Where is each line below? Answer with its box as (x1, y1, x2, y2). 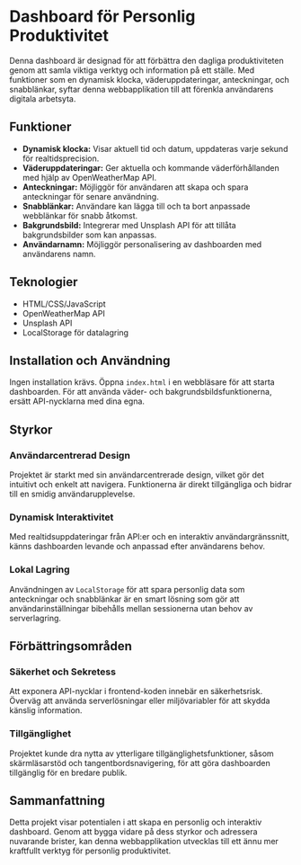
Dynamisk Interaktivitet (9, 511, 114, 523)
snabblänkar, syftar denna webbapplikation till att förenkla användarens (9, 84, 274, 94)
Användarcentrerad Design (9, 449, 130, 461)
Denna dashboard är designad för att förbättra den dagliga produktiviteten (9, 55, 285, 66)
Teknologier (9, 274, 78, 290)
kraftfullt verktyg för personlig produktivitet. (9, 845, 172, 856)
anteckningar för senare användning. (22, 191, 159, 201)
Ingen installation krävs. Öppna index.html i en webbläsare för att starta (9, 377, 276, 388)
